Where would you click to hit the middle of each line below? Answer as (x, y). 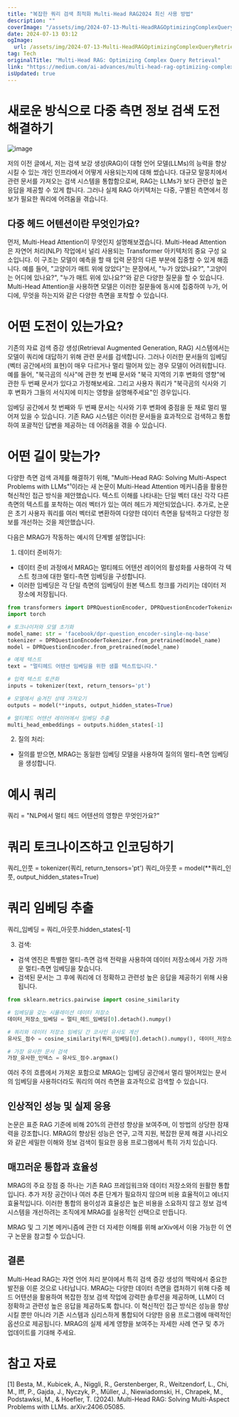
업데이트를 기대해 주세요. (42, 1332)
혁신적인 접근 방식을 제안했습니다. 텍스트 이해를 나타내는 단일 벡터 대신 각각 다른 (118, 496)
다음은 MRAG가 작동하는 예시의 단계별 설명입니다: (76, 537)
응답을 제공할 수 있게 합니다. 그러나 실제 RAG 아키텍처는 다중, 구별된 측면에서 (114, 190)
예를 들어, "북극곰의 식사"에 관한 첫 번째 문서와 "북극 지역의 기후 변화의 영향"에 (116, 375)
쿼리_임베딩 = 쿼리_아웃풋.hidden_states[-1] (69, 930)
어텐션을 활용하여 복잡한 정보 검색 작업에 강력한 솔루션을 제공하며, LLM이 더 (119, 1297)
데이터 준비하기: (39, 553)
